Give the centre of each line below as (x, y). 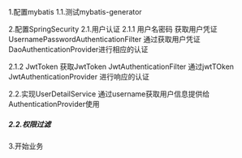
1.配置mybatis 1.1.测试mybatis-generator (75, 12)
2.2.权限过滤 (30, 124)
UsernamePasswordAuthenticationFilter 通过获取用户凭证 (104, 39)
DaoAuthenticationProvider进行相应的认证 (78, 49)
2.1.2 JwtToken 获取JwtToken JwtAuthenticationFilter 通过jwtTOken (121, 66)
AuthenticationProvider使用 (54, 104)
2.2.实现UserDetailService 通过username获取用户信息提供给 (109, 94)
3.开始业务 (26, 146)
